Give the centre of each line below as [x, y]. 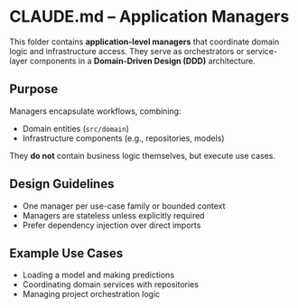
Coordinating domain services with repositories [110, 285]
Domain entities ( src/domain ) [75, 128]
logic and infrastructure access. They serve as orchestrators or [127, 51]
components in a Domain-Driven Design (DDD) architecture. [143, 61]
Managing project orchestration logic [91, 294]
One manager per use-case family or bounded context [124, 206]
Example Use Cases [66, 253]
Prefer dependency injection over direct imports [112, 225]
